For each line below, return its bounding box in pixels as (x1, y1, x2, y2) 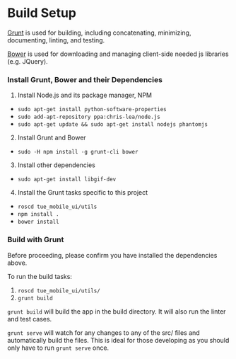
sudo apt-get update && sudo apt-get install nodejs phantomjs (17, 121, 208, 128)
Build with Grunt (7, 235, 64, 245)
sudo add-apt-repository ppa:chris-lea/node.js (17, 113, 160, 121)
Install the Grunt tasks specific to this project (17, 188, 148, 197)
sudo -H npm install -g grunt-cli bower (17, 149, 138, 156)
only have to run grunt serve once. (7, 343, 110, 352)
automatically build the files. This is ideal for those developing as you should (7, 336, 230, 344)
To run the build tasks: (7, 272, 73, 280)
